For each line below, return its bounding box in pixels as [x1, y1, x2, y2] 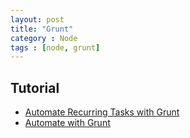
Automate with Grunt [24, 117, 111, 129]
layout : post [10, 14, 65, 25]
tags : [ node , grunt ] [10, 42, 101, 53]
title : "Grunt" [10, 24, 74, 34]
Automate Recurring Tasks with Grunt [24, 106, 180, 118]
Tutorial [10, 79, 60, 96]
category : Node [10, 33, 78, 43]
